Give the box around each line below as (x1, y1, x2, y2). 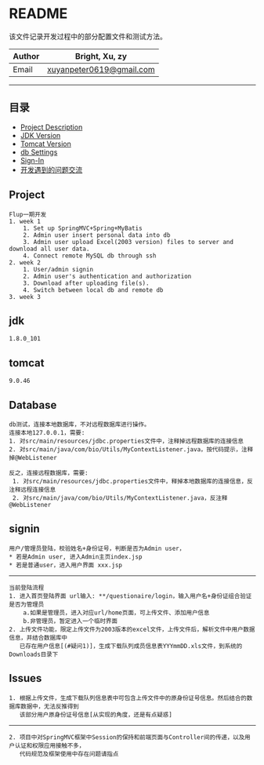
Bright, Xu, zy (74, 50, 128, 61)
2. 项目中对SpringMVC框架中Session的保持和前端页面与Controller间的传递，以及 (9, 733, 245, 741)
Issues (9, 672, 42, 685)
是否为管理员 (9, 600, 45, 608)
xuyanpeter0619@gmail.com (47, 64, 155, 75)
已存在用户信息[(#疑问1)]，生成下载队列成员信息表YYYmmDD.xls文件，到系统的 (19, 642, 243, 650)
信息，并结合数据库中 (9, 633, 67, 642)
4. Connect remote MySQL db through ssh (23, 252, 157, 260)
